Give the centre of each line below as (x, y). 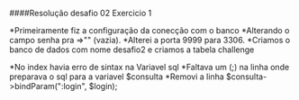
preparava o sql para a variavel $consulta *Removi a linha (117, 77)
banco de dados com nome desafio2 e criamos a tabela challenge (132, 50)
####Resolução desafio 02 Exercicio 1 (81, 13)
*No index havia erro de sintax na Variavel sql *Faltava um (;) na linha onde (149, 67)
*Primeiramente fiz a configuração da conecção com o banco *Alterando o (149, 30)
